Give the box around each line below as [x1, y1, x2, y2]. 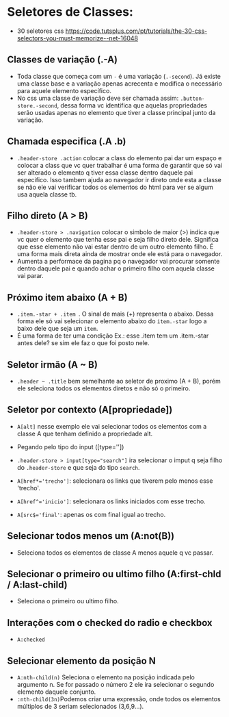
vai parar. [16, 272, 44, 280]
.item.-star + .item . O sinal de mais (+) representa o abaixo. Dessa [16, 310, 214, 318]
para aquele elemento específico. [16, 86, 111, 95]
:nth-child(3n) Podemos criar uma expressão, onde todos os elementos [16, 695, 221, 703]
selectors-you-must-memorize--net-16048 [16, 34, 139, 42]
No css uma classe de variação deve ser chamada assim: [16, 94, 179, 102]
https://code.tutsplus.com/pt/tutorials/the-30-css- [65, 27, 207, 35]
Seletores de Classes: [7, 4, 133, 20]
